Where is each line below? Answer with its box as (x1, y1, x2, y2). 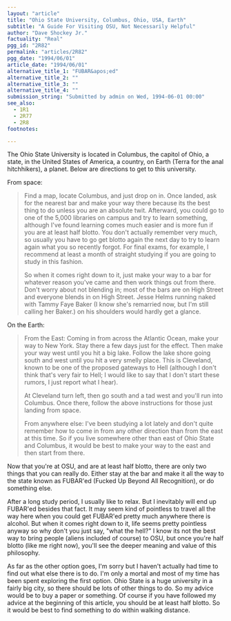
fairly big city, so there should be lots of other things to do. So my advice (7, 584, 214, 593)
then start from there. (23, 449, 86, 457)
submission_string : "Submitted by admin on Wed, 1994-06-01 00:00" (7, 94, 205, 101)
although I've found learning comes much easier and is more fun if (23, 221, 214, 230)
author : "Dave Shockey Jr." (7, 29, 88, 37)
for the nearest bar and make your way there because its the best (23, 199, 210, 207)
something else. (7, 484, 53, 493)
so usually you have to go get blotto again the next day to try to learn (23, 236, 220, 244)
